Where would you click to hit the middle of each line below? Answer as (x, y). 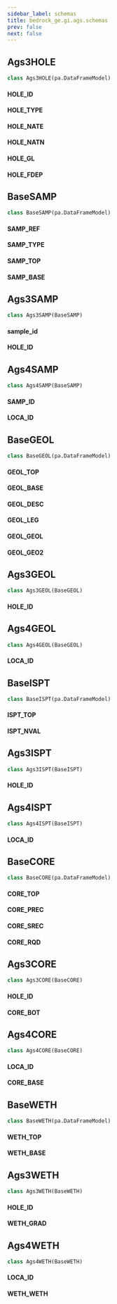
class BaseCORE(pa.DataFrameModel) (59, 878)
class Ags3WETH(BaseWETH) (45, 1191)
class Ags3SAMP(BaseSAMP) (45, 315)
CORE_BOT (24, 1012)
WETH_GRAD (27, 1223)
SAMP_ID (21, 401)
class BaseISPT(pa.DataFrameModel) (59, 699)
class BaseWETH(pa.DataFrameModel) (59, 1121)
